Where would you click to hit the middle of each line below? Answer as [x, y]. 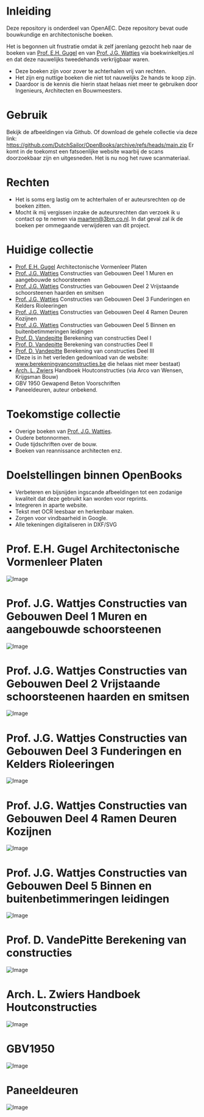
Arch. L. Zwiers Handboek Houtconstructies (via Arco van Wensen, [99, 370]
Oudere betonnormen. [43, 437]
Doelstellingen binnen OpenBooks [94, 475]
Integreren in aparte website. [51, 505]
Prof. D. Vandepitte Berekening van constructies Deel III [84, 351]
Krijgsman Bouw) [37, 376]
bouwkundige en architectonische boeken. [60, 34]
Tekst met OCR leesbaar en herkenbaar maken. [74, 511]
